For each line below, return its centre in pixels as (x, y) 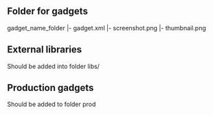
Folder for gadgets (47, 11)
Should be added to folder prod (52, 104)
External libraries (45, 50)
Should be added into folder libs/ (53, 66)
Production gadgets (51, 88)
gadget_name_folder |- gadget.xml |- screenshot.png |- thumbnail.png (106, 28)
